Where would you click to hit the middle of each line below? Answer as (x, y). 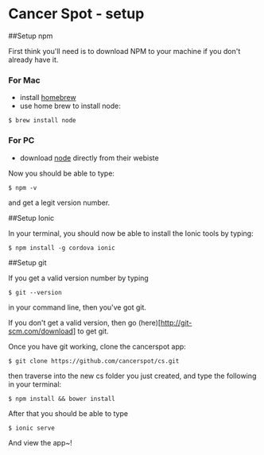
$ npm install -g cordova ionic (62, 248)
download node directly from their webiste (89, 158)
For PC (21, 141)
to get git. (93, 331)
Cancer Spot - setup (76, 14)
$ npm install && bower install (62, 399)
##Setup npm (31, 36)
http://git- (176, 322)
